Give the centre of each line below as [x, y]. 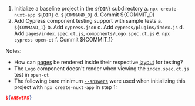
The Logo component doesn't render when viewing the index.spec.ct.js [101, 69]
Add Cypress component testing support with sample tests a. [88, 21]
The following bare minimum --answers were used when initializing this [100, 81]
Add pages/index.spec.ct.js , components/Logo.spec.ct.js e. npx [92, 33]
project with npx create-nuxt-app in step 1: [65, 87]
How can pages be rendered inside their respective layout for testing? [98, 62]
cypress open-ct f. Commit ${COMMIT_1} [63, 40]
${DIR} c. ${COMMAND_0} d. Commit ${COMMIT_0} [96, 15]
